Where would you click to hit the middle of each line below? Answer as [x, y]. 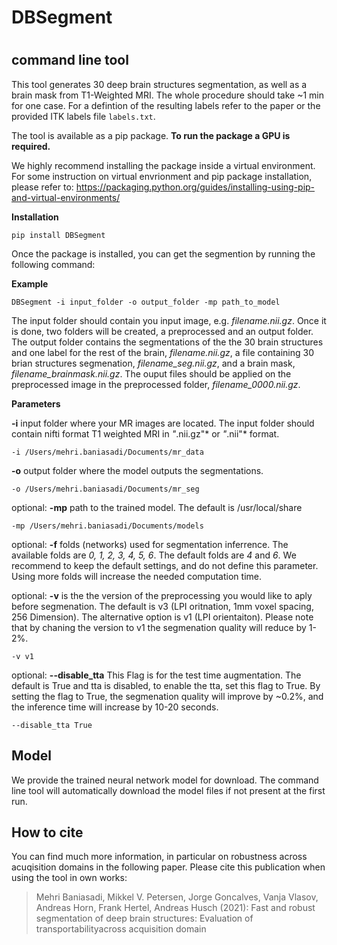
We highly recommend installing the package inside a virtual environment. [163, 165]
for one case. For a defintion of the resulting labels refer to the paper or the [166, 105]
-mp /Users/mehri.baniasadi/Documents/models [107, 526]
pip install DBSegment [58, 235]
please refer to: [42, 187]
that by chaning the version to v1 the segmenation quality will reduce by [159, 627]
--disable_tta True [52, 725]
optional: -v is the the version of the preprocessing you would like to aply [162, 595]
